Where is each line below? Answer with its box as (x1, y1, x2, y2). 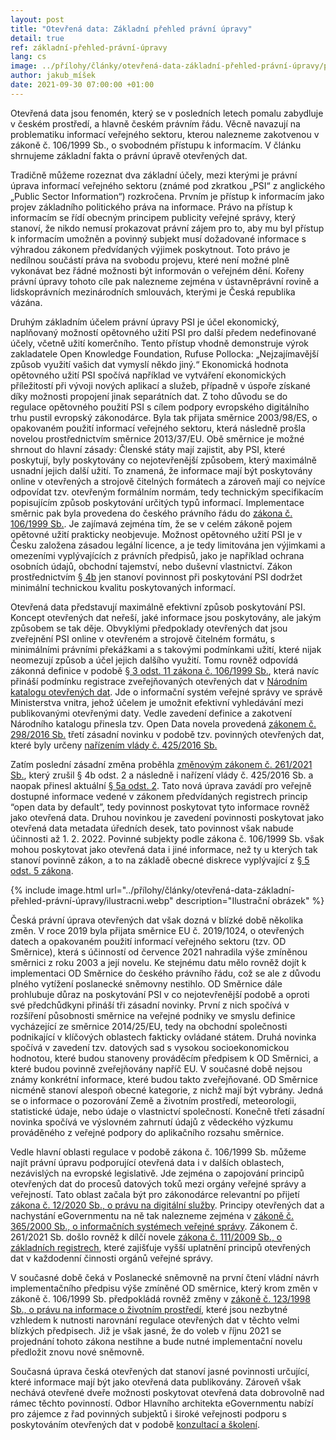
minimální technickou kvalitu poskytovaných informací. (10, 581, 236, 593)
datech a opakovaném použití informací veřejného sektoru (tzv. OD (10, 935, 287, 947)
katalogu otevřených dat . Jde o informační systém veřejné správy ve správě (10, 686, 323, 698)
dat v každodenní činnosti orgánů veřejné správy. (10, 1252, 214, 1264)
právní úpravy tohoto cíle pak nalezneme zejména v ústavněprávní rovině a (10, 275, 320, 287)
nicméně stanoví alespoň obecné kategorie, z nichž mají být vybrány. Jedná (10, 1084, 324, 1096)
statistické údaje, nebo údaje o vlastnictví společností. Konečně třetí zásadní (10, 1105, 325, 1117)
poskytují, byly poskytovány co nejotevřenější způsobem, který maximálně (10, 454, 317, 466)
